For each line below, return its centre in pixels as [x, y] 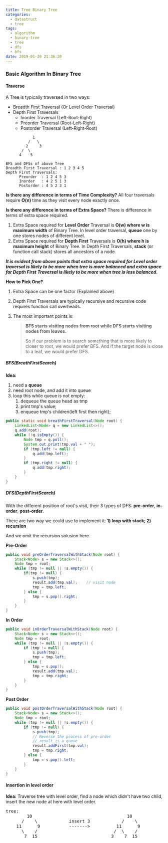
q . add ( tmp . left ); [50, 454]
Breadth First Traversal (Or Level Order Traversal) [64, 107]
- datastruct [24, 19]
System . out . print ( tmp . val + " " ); [59, 444]
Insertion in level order [30, 785]
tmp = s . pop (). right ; [55, 596]
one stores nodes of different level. [49, 236]
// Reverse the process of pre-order [72, 736]
